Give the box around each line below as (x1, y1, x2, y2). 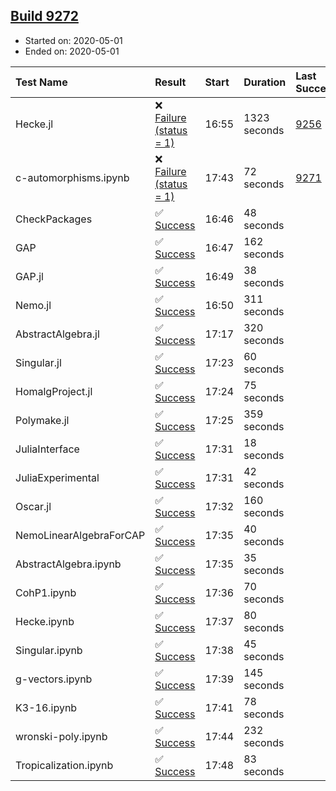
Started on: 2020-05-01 (24, 34, 123, 46)
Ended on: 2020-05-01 (24, 45, 120, 57)
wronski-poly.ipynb (15, 729, 108, 743)
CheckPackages (15, 212, 93, 226)
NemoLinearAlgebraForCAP (15, 528, 146, 542)
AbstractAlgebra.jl (15, 327, 100, 341)
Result (154, 75, 187, 89)
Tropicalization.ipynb (15, 758, 114, 772)
